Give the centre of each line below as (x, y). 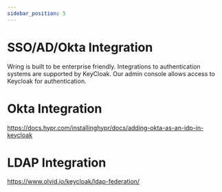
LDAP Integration (57, 163)
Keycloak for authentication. (47, 81)
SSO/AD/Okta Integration (80, 47)
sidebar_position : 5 (37, 13)
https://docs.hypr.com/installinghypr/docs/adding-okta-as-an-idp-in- (106, 128)
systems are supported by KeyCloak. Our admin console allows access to (111, 73)
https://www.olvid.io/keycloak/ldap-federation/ (74, 182)
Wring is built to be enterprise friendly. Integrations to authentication (104, 67)
